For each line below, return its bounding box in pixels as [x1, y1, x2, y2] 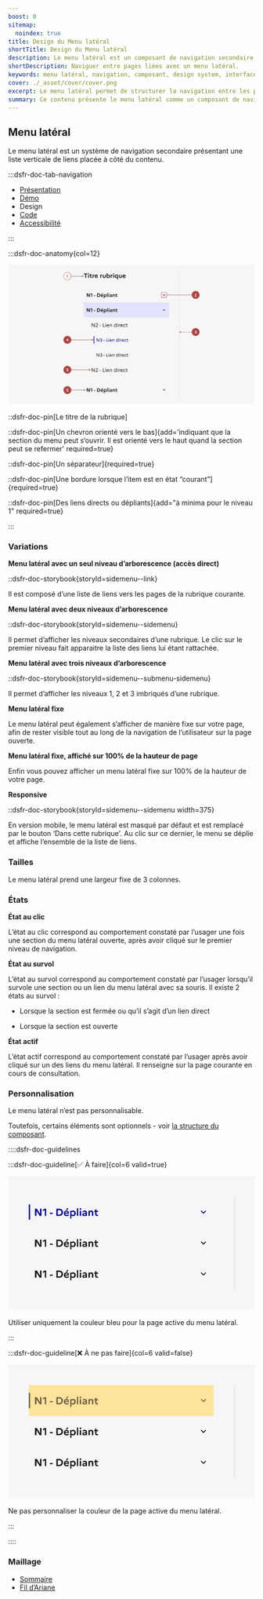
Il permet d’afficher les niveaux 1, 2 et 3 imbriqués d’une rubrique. [8, 689, 220, 699]
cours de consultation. [8, 1068, 81, 1079]
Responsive [8, 790, 48, 800]
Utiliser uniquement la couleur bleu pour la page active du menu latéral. [8, 1318, 239, 1327]
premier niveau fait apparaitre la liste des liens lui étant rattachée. [8, 644, 219, 653]
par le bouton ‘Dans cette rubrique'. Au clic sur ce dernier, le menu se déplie [8, 829, 254, 838]
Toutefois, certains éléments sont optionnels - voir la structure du [8, 1121, 219, 1130]
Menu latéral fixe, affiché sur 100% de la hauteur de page [8, 751, 198, 761]
